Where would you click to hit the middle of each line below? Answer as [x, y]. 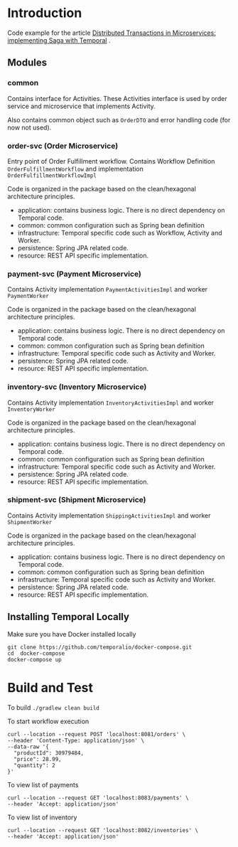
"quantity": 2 [34, 765]
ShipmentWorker [30, 522]
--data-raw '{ [28, 747]
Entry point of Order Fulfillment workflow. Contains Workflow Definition [111, 161]
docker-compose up [34, 659]
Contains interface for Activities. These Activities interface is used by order [117, 98]
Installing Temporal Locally [69, 617]
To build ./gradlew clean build [53, 707]
